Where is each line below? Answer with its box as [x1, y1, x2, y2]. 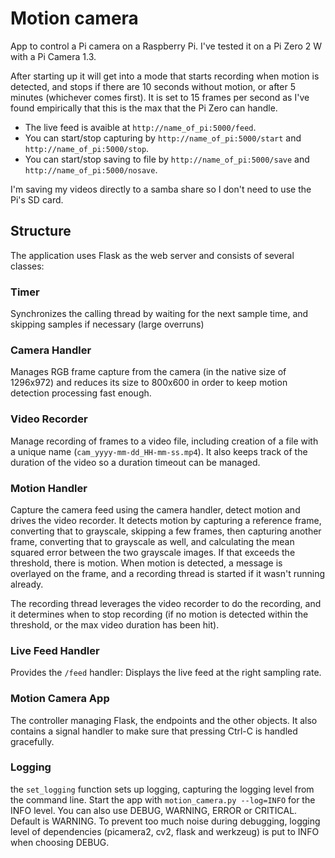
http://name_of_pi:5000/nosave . [24, 163, 158, 176]
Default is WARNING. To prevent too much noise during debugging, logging [10, 815, 321, 827]
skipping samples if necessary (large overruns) [10, 318, 205, 331]
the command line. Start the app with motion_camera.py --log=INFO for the [10, 793, 316, 806]
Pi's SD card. [10, 193, 64, 206]
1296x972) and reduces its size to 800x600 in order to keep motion [10, 377, 288, 389]
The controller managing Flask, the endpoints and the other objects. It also [10, 714, 318, 726]
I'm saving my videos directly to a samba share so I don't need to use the [10, 183, 312, 195]
